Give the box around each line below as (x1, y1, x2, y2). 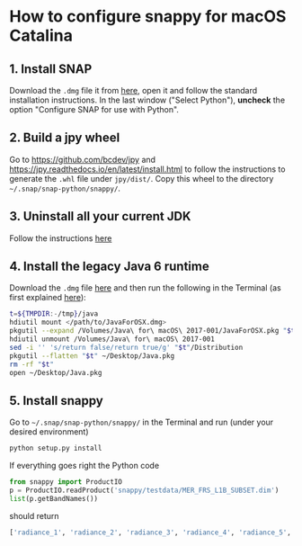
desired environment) (9, 426, 89, 437)
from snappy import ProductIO (9, 478, 123, 487)
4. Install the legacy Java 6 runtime (9, 259, 209, 274)
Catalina (9, 25, 74, 46)
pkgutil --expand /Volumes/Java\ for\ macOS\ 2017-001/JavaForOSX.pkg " (9, 327, 288, 336)
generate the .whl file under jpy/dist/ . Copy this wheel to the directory (9, 173, 274, 183)
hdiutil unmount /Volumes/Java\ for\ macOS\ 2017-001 (9, 335, 216, 344)
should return (9, 510, 60, 521)
